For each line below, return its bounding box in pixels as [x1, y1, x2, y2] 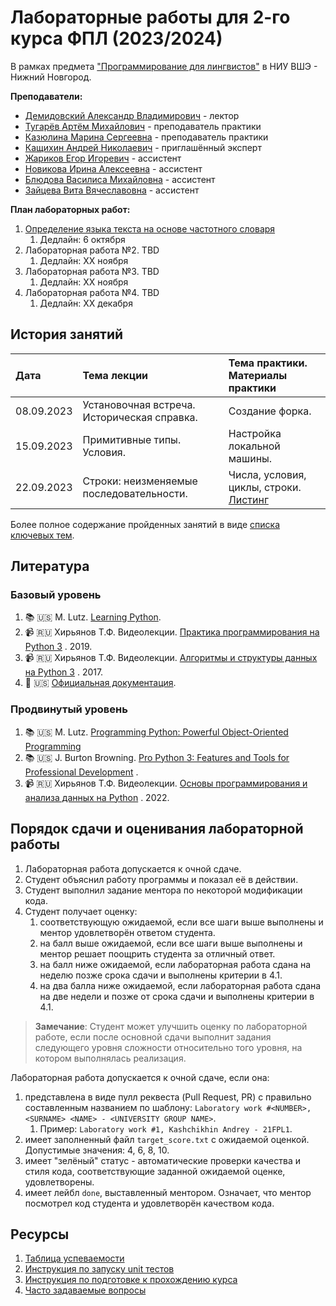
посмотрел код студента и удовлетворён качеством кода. [24, 1197, 275, 1209]
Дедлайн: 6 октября [39, 233, 126, 245]
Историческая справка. [82, 410, 198, 424]
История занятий [10, 326, 124, 343]
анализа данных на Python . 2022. [24, 791, 170, 803]
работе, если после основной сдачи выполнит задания [34, 1031, 272, 1043]
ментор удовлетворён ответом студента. [39, 926, 216, 938]
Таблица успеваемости [24, 1252, 125, 1265]
